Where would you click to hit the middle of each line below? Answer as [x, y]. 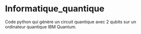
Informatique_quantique [55, 9]
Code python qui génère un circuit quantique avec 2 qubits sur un [71, 22]
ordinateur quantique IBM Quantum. [41, 26]
